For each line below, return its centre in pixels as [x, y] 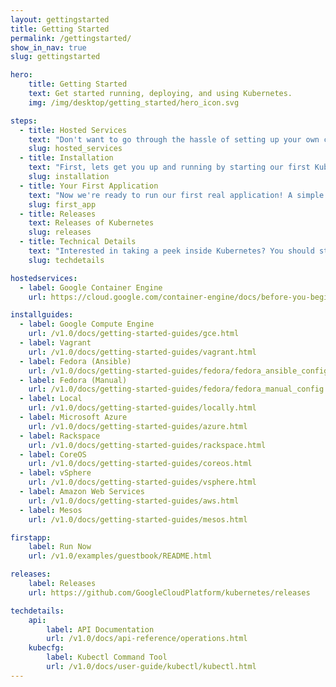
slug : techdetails [66, 260]
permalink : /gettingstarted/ [71, 38]
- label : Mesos [51, 510]
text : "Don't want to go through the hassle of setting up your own [174, 139]
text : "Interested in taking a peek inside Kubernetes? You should [171, 251]
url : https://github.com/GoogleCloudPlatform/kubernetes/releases [169, 592]
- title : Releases [58, 214]
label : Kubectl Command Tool [107, 657]
